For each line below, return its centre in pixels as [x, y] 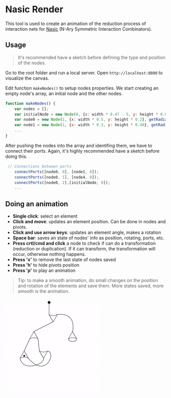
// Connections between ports [39, 166]
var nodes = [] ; [32, 109]
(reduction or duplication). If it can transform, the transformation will [84, 249]
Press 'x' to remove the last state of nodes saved [64, 260]
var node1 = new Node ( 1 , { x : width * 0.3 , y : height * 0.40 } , [82, 125]
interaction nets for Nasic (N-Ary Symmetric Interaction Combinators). [79, 29]
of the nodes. [32, 63]
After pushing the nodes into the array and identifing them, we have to [79, 145]
